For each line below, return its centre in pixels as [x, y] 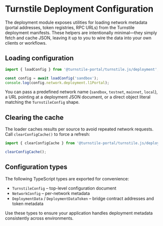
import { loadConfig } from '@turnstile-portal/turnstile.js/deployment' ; [82, 69]
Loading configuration [40, 58]
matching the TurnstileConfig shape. [42, 102]
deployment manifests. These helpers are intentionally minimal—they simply [81, 32]
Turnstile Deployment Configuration [79, 9]
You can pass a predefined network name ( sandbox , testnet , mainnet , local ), [81, 92]
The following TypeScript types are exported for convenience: [67, 178]
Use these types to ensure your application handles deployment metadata [79, 213]
